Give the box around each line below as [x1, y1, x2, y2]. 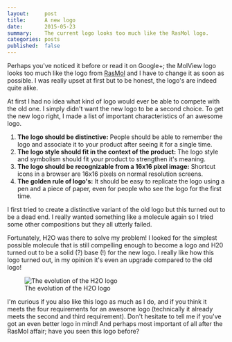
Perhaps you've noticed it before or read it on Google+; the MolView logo [7, 62, 217, 70]
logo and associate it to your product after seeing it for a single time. [17, 140, 213, 148]
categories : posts [7, 36, 60, 43]
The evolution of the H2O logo [24, 284, 111, 292]
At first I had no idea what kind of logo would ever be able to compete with [7, 97, 220, 105]
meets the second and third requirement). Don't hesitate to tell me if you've [7, 312, 222, 320]
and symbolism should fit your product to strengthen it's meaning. [17, 155, 206, 163]
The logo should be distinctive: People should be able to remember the [17, 133, 223, 141]
